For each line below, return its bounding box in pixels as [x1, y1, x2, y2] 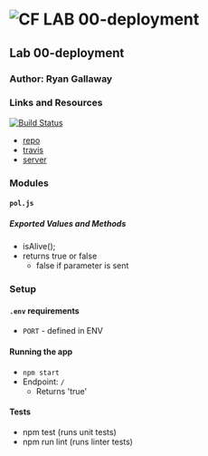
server [22, 154, 47, 165]
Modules [9, 177, 50, 189]
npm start [22, 368, 61, 377]
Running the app [9, 346, 73, 357]
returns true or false [22, 250, 98, 262]
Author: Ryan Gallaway [9, 73, 113, 85]
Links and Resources [9, 96, 103, 109]
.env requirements [9, 305, 80, 316]
